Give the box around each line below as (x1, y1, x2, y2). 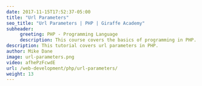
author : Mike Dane (6, 48, 53, 55)
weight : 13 (6, 71, 34, 77)
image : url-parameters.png (6, 54, 75, 60)
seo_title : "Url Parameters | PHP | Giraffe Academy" (6, 20, 146, 26)
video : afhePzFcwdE (6, 59, 56, 65)
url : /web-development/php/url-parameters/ (6, 65, 118, 71)
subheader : (6, 25, 34, 32)
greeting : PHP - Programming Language (19, 31, 118, 38)
